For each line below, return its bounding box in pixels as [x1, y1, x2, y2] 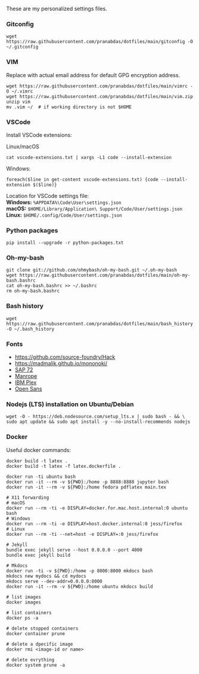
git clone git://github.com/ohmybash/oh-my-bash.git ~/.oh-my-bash [6, 267, 178, 273]
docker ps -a [6, 615, 39, 621]
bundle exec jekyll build [6, 552, 70, 558]
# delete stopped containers [6, 625, 79, 632]
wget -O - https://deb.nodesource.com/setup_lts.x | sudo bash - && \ [6, 414, 185, 420]
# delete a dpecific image [6, 641, 73, 647]
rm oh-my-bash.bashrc [6, 288, 60, 294]
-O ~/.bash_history [6, 326, 55, 332]
